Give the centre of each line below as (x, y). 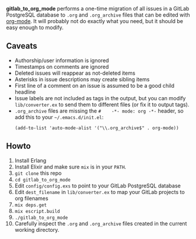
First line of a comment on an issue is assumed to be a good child (94, 85)
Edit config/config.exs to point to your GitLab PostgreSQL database (98, 186)
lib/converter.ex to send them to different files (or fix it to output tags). (102, 104)
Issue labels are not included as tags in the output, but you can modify (100, 98)
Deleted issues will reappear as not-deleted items (75, 73)
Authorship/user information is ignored (62, 60)
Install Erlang (30, 160)
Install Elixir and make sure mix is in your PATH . (70, 167)
